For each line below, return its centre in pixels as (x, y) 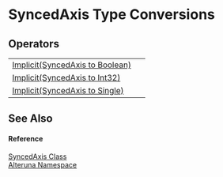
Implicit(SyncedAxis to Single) (68, 90)
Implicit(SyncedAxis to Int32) (66, 78)
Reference (26, 138)
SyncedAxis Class (38, 156)
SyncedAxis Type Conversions (111, 15)
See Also (30, 119)
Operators (34, 44)
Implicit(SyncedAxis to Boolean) (72, 65)
